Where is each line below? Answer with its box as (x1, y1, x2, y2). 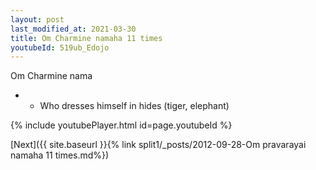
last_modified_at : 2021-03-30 (10, 24, 137, 34)
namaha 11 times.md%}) (10, 149, 110, 161)
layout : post (10, 14, 65, 25)
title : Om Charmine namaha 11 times (10, 33, 163, 43)
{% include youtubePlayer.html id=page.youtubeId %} (10, 119, 233, 131)
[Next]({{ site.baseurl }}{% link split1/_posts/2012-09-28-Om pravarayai (10, 139, 307, 151)
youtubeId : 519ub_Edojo (10, 42, 110, 53)
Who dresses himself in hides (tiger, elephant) (39, 100, 230, 112)
